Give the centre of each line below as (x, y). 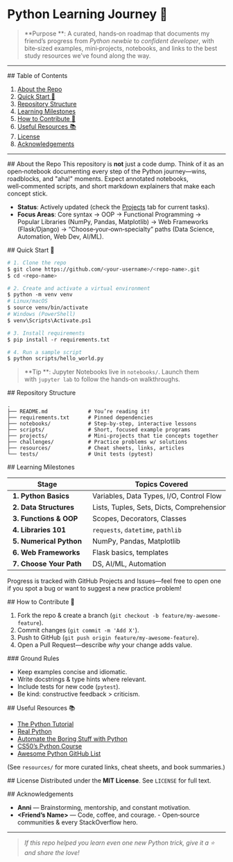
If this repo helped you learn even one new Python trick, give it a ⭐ (119, 843)
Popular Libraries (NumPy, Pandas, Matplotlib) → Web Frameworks (113, 221)
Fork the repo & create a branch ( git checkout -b (88, 616)
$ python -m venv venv (40, 295)
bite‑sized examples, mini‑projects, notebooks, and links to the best (120, 48)
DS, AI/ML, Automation (129, 564)
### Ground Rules (33, 659)
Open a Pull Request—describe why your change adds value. (105, 645)
